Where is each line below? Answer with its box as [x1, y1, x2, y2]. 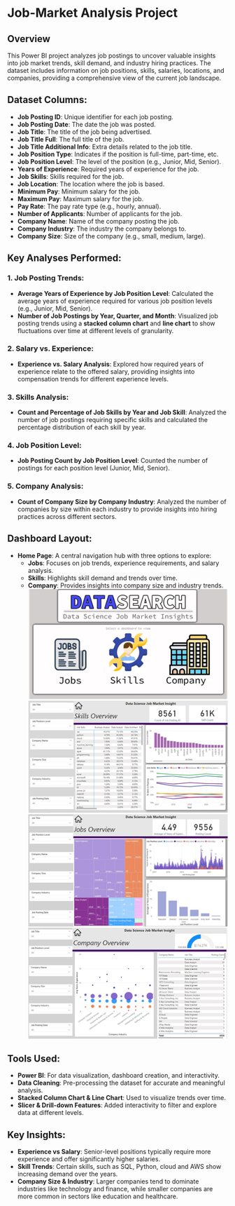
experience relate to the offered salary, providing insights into [17, 367, 195, 376]
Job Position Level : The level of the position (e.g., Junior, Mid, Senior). [17, 157, 222, 165]
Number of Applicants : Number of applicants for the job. [17, 209, 183, 218]
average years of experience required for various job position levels [17, 297, 213, 305]
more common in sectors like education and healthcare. [17, 1192, 178, 1200]
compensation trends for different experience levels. [17, 374, 169, 383]
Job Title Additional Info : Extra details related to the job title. [17, 142, 193, 151]
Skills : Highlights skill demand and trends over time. [27, 574, 178, 582]
